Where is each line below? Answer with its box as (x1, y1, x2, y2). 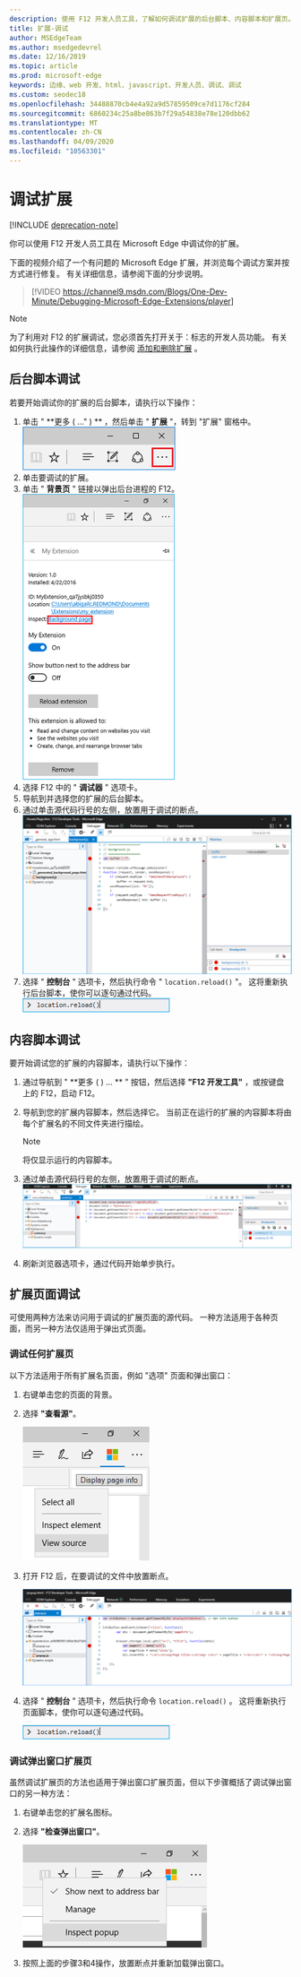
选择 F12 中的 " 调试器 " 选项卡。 (21, 781, 142, 792)
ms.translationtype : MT (9, 118, 99, 127)
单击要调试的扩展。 (21, 471, 94, 483)
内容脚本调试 (9, 1032, 81, 1048)
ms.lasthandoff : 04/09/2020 (9, 137, 115, 147)
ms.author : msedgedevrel (9, 43, 102, 52)
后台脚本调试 (9, 372, 81, 387)
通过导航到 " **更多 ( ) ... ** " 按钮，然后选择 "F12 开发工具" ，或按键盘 (21, 1076, 285, 1088)
